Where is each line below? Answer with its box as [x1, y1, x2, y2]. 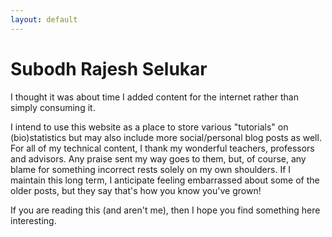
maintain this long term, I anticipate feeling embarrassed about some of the [10, 174, 320, 186]
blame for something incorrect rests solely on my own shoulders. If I [10, 163, 292, 175]
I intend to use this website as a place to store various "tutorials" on [10, 121, 289, 133]
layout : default [10, 14, 78, 25]
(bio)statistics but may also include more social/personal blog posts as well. [10, 131, 322, 143]
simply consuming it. [10, 101, 96, 113]
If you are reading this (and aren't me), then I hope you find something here [10, 204, 321, 216]
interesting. [10, 214, 57, 226]
